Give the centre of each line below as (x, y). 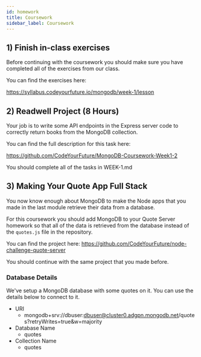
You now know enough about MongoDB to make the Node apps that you (96, 201)
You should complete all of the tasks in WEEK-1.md (69, 167)
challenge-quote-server (36, 250)
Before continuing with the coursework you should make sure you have (95, 62)
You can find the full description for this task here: (69, 144)
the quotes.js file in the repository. (49, 232)
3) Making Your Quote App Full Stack (77, 186)
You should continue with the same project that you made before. (88, 261)
